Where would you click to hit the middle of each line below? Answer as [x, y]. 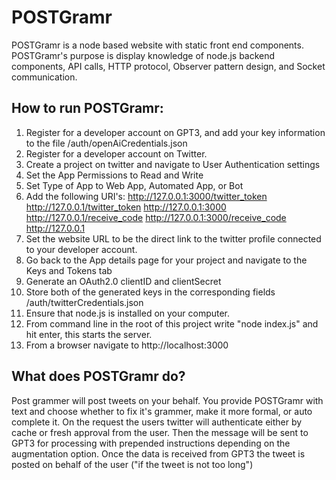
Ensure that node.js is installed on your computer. [128, 313]
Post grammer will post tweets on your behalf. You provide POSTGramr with [167, 400]
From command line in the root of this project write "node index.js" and [172, 323]
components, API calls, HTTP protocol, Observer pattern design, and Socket [168, 66]
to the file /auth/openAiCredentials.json [106, 143]
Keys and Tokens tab [69, 270]
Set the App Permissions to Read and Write [114, 175]
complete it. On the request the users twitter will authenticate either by [157, 422]
